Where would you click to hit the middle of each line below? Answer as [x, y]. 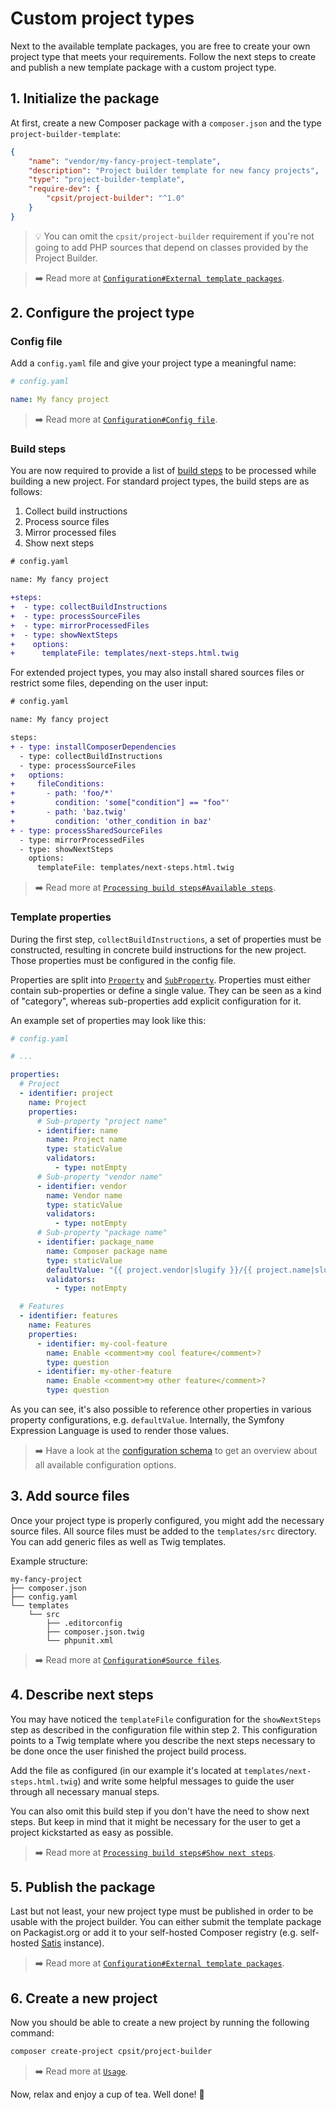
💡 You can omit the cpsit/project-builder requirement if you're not [174, 236]
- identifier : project [66, 1093]
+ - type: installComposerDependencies [93, 747]
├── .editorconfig [84, 1623]
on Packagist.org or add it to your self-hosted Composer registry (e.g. [154, 1933]
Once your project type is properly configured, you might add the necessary [167, 1520]
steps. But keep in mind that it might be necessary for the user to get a [155, 1821]
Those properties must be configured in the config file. [123, 960]
